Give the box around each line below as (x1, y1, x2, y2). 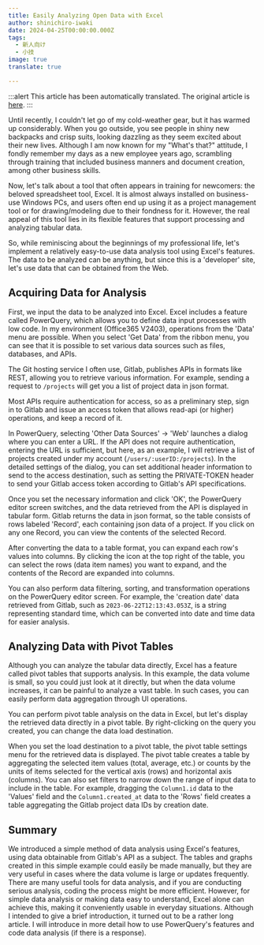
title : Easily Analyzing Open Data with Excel (8, 11, 164, 20)
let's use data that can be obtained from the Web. (8, 263, 169, 272)
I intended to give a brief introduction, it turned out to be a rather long (8, 911, 234, 921)
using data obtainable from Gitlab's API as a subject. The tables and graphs (8, 853, 253, 862)
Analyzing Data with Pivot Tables (8, 639, 174, 653)
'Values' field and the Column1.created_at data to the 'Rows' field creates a (8, 792, 251, 801)
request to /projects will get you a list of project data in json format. (8, 381, 229, 391)
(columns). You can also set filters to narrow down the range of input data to (8, 775, 256, 785)
